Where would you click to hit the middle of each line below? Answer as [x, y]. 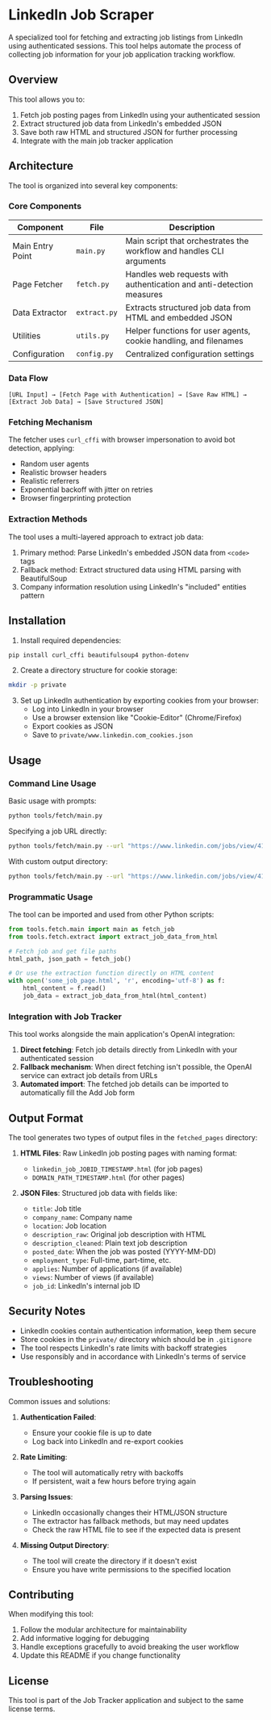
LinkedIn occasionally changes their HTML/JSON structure [129, 1512]
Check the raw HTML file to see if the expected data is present [136, 1529]
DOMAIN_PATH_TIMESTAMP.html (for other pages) [108, 1177]
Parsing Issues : [46, 1496]
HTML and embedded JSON [179, 317]
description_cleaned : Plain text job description [110, 1243]
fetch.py [93, 284]
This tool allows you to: [47, 99]
